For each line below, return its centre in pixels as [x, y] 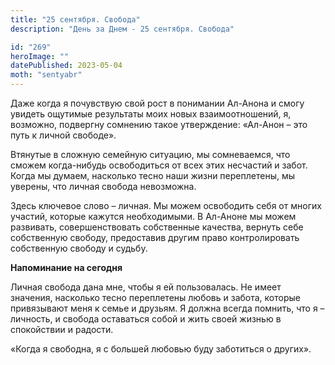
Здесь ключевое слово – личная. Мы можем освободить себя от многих [166, 205]
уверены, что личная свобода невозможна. [103, 186]
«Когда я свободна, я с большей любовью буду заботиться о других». [161, 349]
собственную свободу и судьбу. [79, 248]
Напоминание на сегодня [66, 267]
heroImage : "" [40, 56]
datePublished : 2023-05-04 [66, 66]
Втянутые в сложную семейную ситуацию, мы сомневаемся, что [150, 154]
